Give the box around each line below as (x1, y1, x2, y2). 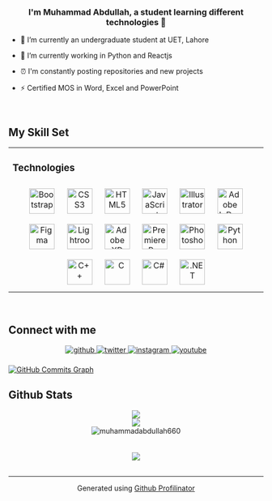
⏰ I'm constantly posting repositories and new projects (19, 66, 204, 76)
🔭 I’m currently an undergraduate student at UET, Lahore (19, 35, 209, 45)
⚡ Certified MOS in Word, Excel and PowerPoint (19, 83, 180, 93)
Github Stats (8, 388, 73, 402)
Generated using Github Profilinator (76, 483, 196, 493)
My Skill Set (8, 125, 70, 139)
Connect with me (8, 323, 97, 337)
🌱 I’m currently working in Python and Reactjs (19, 51, 172, 61)
